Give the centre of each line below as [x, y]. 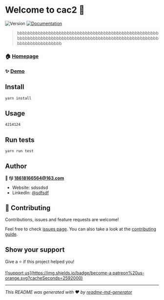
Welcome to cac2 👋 [45, 10]
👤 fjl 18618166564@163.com [35, 178]
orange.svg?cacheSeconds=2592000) [44, 278]
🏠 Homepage [22, 56]
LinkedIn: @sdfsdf [30, 193]
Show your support [35, 250]
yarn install [18, 98]
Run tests [20, 140]
